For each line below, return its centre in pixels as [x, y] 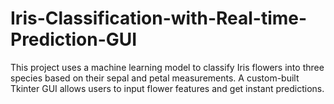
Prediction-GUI [74, 39]
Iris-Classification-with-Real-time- [159, 18]
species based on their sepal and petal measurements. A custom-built [155, 78]
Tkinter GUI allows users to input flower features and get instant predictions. [167, 88]
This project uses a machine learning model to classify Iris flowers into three [167, 67]
